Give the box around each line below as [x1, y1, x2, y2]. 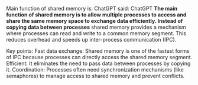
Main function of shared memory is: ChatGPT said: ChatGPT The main [6, 5, 178, 12]
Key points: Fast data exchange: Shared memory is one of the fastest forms [6, 47, 190, 55]
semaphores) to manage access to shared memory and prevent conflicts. [6, 73, 185, 79]
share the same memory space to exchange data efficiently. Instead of [6, 18, 183, 24]
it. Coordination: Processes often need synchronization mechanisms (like [6, 66, 184, 73]
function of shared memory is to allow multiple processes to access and [6, 11, 187, 18]
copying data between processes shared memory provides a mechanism [6, 23, 186, 30]
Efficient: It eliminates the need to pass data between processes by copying [6, 60, 191, 67]
